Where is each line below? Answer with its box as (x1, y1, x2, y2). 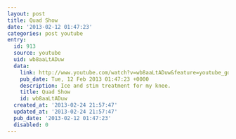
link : (20, 69, 37, 76)
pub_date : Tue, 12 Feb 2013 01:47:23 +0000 (20, 75, 150, 83)
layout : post (7, 10, 46, 18)
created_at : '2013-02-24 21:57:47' (13, 102, 118, 109)
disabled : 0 (13, 121, 49, 128)
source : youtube (13, 50, 61, 57)
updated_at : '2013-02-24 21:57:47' (13, 108, 118, 115)
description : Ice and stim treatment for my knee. (20, 82, 171, 89)
